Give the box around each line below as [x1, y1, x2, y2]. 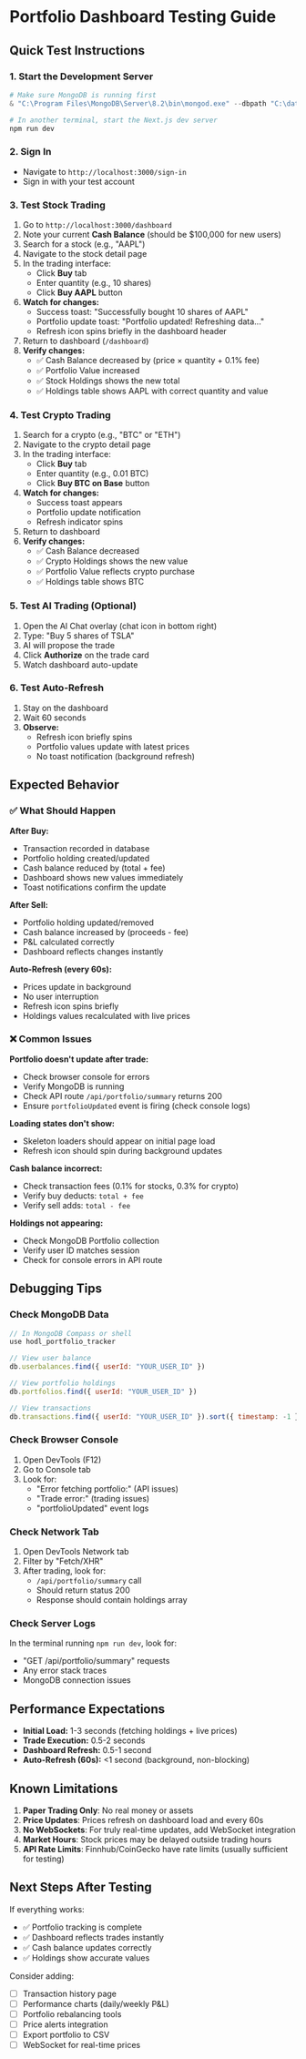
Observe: [22, 721, 59, 732]
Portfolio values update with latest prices [36, 740, 189, 752]
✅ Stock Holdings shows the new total [36, 375, 180, 386]
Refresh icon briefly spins [36, 731, 133, 742]
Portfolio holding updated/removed [22, 917, 155, 928]
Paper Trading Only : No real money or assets [22, 1805, 194, 1816]
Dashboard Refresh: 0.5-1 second [22, 1745, 152, 1756]
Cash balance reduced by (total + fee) [22, 862, 166, 873]
